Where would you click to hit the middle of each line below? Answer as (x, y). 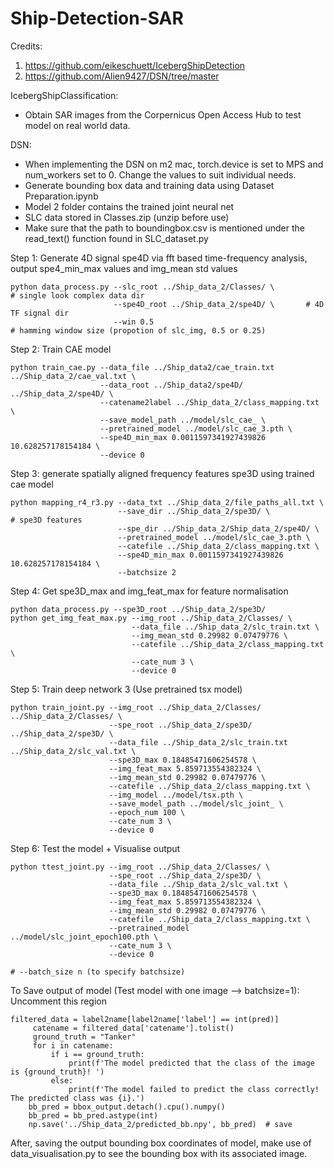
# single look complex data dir (77, 295)
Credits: (26, 46)
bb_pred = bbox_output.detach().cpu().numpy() (127, 1107)
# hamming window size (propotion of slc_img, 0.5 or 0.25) (138, 330)
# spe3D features (46, 520)
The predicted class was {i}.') (77, 1098)
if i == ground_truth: (97, 1054)
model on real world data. (77, 125)
